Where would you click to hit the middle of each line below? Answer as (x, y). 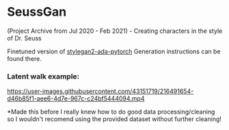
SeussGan (37, 12)
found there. (25, 58)
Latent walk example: (43, 76)
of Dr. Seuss (25, 38)
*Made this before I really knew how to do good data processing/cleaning (111, 112)
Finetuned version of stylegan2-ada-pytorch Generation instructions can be (114, 51)
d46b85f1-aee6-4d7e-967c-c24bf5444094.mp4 (76, 99)
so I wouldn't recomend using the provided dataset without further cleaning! (114, 119)
